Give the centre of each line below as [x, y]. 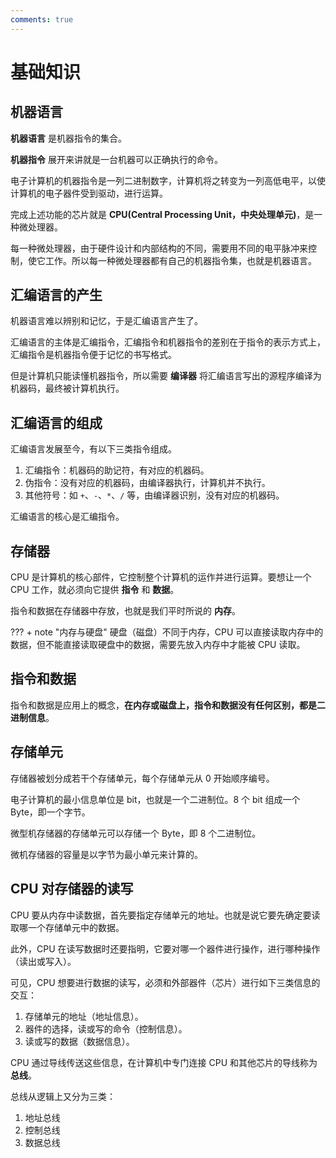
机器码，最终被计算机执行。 [67, 388]
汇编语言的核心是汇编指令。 [67, 517]
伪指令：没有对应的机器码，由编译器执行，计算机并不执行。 [147, 483]
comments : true [42, 19]
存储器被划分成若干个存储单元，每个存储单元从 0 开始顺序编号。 [142, 778]
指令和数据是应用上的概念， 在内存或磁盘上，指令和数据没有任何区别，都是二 [168, 705]
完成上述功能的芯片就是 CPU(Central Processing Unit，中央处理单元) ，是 [162, 214]
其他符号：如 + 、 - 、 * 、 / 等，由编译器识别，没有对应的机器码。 [154, 495]
